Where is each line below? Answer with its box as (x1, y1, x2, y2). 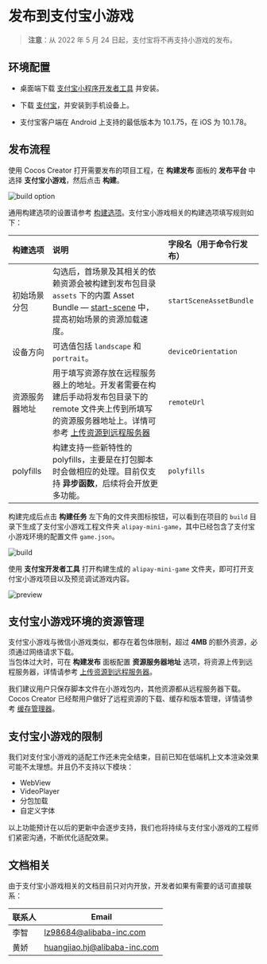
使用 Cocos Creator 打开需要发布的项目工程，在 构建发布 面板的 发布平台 (8, 165, 247, 175)
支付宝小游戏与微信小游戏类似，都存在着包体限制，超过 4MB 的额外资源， (8, 638, 251, 647)
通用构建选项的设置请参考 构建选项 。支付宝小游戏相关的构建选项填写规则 (8, 208, 247, 217)
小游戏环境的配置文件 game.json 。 (8, 531, 119, 541)
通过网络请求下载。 (14, 647, 78, 657)
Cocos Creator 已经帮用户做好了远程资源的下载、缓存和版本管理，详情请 (8, 694, 246, 704)
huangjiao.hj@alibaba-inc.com (44, 942, 160, 952)
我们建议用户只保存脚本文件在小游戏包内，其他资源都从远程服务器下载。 (8, 684, 245, 693)
